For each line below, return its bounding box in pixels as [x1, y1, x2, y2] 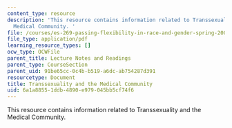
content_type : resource [7, 10, 76, 17]
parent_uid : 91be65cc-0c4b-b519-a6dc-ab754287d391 [7, 67, 156, 74]
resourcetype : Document [7, 74, 76, 81]
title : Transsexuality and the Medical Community [7, 81, 153, 87]
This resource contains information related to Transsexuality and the [7, 106, 202, 114]
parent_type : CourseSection [7, 61, 88, 68]
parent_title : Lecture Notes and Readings [7, 55, 131, 62]
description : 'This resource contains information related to [7, 17, 190, 23]
